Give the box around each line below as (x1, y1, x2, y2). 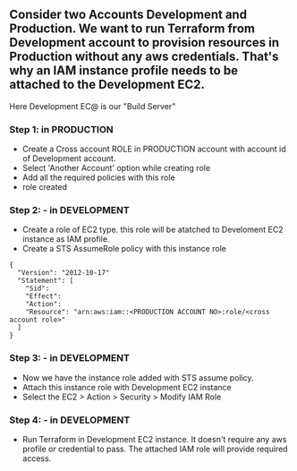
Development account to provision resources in (9, 35, 280, 50)
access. (21, 453, 52, 464)
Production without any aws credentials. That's (9, 49, 279, 64)
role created (21, 182, 68, 193)
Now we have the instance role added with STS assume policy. (21, 372, 254, 383)
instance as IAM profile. (21, 234, 110, 244)
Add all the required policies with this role (21, 172, 176, 183)
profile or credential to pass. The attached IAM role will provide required (21, 443, 288, 454)
